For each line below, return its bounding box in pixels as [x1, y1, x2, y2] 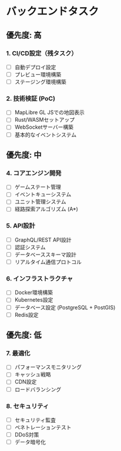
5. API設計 [6, 222, 35, 230]
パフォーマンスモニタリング [14, 363, 82, 370]
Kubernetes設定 [14, 296, 53, 303]
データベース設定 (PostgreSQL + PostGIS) [14, 303, 116, 311]
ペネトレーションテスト [14, 423, 72, 430]
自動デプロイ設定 [14, 64, 56, 71]
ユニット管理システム [14, 198, 66, 205]
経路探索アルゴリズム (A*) [14, 206, 78, 213]
